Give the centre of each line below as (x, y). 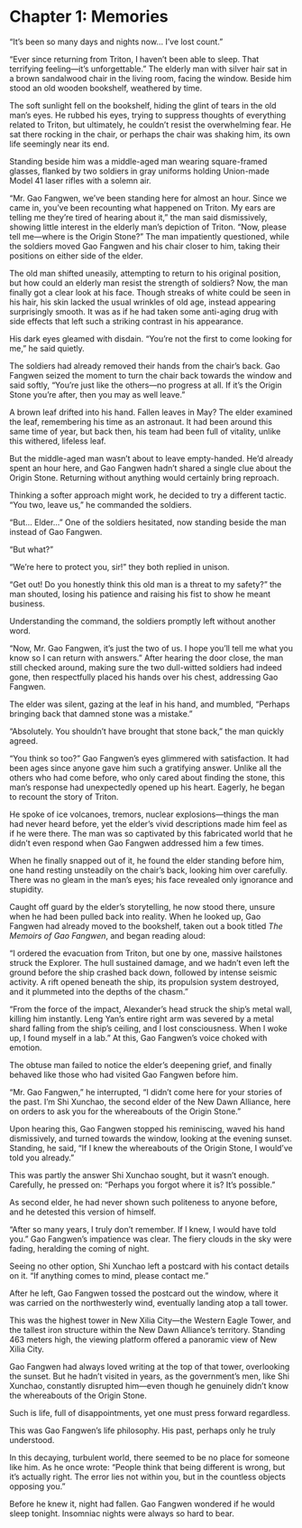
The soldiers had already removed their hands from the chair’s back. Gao (145, 366)
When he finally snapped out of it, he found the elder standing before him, (147, 860)
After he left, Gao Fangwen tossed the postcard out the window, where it (144, 1293)
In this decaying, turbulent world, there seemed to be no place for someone (150, 1458)
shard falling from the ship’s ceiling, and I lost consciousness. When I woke (148, 1028)
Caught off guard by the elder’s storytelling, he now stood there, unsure (142, 906)
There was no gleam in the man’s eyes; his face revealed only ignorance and (151, 879)
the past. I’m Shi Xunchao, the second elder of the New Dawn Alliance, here (150, 1101)
